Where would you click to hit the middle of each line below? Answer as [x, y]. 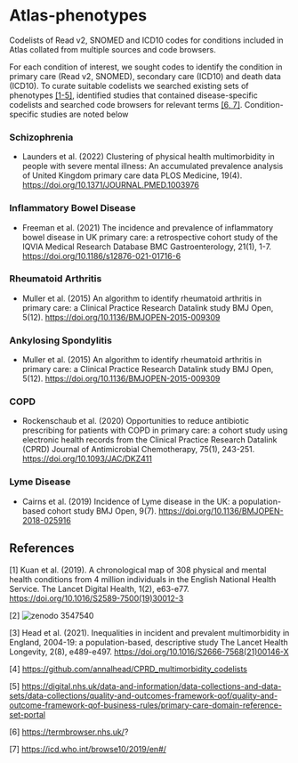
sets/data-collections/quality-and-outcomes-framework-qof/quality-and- [144, 695]
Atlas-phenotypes [78, 16]
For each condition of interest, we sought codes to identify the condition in [146, 67]
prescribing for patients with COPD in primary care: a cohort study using [155, 430]
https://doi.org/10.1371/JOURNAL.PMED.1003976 [111, 185]
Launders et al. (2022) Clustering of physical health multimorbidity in [148, 157]
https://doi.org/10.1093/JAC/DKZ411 [87, 459]
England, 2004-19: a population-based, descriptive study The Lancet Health [149, 642]
